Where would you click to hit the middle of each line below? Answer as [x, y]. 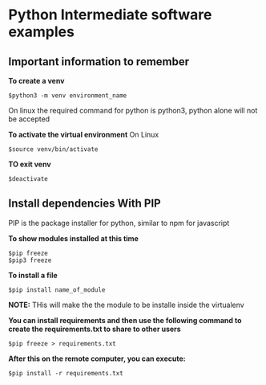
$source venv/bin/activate [53, 149]
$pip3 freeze [30, 260]
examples [41, 32]
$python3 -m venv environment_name [68, 96]
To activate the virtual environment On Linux [84, 135]
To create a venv [36, 81]
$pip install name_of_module [57, 290]
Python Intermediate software [110, 15]
